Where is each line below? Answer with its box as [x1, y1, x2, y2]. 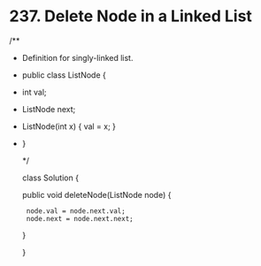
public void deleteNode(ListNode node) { [21, 189, 172, 200]
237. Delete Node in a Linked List [9, 6, 252, 27]
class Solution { [21, 172, 80, 183]
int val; [21, 87, 47, 97]
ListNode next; [21, 103, 76, 114]
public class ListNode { [21, 69, 106, 80]
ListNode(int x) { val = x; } [21, 121, 117, 132]
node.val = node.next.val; [26, 206, 126, 216]
